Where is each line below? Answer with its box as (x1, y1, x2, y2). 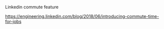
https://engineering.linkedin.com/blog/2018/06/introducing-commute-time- (5, 14, 160, 19)
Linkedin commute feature (5, 4, 59, 10)
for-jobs (5, 19, 22, 24)
